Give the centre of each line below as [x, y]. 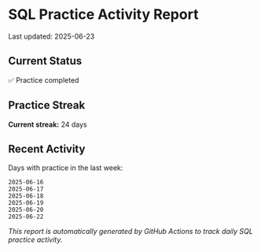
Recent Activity [47, 148]
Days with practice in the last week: [66, 168]
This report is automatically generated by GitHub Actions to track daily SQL [130, 232]
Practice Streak [47, 105]
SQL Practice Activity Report [103, 15]
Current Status [45, 61]
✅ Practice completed [44, 80]
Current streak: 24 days [48, 124]
